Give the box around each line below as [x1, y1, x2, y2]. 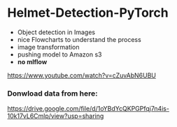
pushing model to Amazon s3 [17, 50, 102, 59]
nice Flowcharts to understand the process [17, 35, 141, 43]
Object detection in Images [17, 28, 96, 36]
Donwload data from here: [7, 89, 98, 98]
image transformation [17, 43, 80, 51]
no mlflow [17, 57, 48, 66]
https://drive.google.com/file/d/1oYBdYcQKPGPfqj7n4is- [7, 105, 170, 113]
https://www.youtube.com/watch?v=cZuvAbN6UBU [7, 71, 156, 80]
